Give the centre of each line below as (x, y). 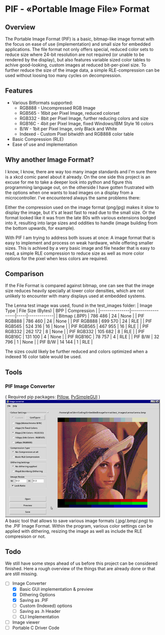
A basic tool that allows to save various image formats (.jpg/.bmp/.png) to (79, 521)
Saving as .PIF (34, 600)
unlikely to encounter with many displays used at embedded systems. (76, 296)
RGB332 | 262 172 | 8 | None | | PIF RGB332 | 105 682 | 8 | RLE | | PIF (75, 332)
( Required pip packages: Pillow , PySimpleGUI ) (53, 397)
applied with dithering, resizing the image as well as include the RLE (74, 531)
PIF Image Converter (30, 386)
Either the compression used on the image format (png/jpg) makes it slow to (82, 207)
